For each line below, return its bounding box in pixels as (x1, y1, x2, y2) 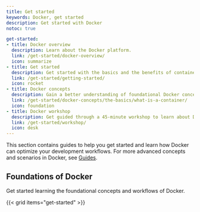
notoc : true (6, 25, 36, 32)
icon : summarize (11, 58, 52, 64)
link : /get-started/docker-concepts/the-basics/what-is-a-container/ (11, 97, 187, 103)
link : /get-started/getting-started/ (11, 75, 105, 81)
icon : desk (11, 125, 39, 131)
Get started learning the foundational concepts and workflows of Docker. (6, 187, 186, 194)
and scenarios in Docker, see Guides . (6, 154, 98, 161)
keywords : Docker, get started (6, 14, 84, 20)
